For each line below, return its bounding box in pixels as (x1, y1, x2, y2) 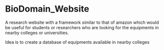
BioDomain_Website (5, 3, 90, 15)
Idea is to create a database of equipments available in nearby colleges (5, 39, 150, 45)
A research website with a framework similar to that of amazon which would (5, 19, 159, 25)
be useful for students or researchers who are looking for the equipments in (5, 24, 159, 30)
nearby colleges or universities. (5, 30, 69, 35)
